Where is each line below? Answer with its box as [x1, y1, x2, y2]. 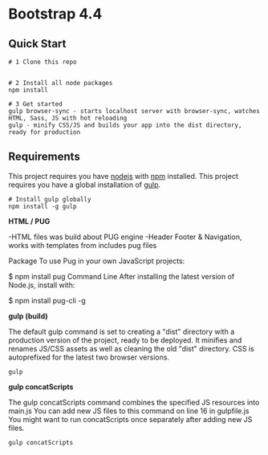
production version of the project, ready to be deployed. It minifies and [8, 335, 242, 345]
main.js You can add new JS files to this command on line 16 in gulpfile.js [8, 406, 250, 416]
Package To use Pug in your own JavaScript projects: [8, 256, 185, 266]
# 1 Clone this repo [8, 58, 78, 66]
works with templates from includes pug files [8, 240, 157, 250]
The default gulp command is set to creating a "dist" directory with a [8, 327, 235, 336]
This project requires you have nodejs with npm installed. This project [8, 171, 238, 181]
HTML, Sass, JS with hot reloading [8, 114, 128, 122]
